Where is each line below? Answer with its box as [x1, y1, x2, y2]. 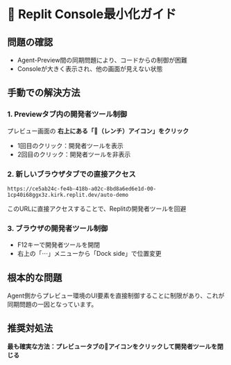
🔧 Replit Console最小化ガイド [7, 6, 177, 22]
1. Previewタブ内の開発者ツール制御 [7, 109, 128, 119]
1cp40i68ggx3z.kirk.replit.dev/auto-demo [7, 191, 129, 198]
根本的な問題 [7, 272, 62, 284]
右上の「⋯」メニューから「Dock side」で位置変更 [17, 250, 162, 258]
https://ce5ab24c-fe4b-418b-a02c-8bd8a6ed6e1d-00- [7, 185, 157, 192]
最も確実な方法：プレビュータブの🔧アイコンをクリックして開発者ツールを [7, 342, 218, 350]
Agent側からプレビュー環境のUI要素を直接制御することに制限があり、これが [7, 291, 225, 300]
